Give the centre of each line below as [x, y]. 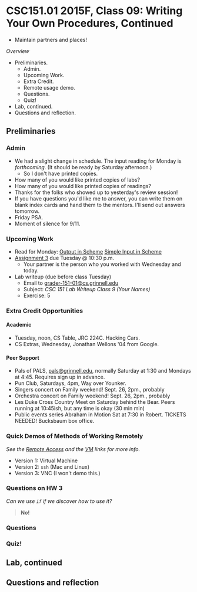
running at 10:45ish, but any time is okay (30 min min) [80, 409]
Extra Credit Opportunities [45, 311]
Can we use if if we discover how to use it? [59, 501]
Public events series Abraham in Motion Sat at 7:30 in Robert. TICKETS [100, 415]
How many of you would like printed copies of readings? [83, 186]
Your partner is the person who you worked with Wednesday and [102, 264]
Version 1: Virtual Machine [46, 461]
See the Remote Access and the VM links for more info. [73, 449]
